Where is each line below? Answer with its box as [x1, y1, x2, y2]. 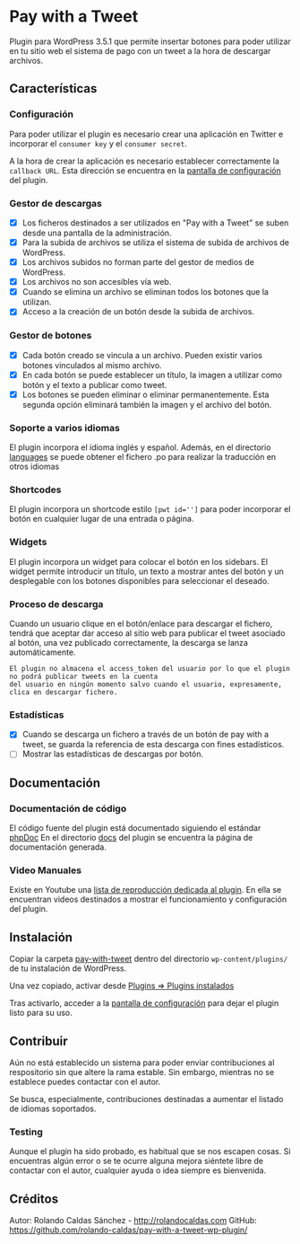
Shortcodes [9, 483, 62, 496]
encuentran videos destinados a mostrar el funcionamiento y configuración [9, 894, 287, 904]
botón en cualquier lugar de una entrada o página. [9, 514, 194, 525]
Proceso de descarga [9, 597, 104, 610]
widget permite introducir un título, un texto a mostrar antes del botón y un [9, 566, 285, 577]
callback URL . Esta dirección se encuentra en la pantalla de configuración [9, 164, 282, 176]
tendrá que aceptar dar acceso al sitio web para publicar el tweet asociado [9, 627, 286, 639]
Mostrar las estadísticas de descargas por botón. [21, 748, 204, 760]
